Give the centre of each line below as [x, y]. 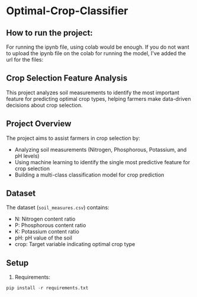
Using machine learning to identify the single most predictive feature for [102, 162]
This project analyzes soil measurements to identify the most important [93, 92]
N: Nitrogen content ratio [45, 219]
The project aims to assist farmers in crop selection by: [73, 138]
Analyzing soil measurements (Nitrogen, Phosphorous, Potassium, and [101, 149]
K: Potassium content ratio [47, 232]
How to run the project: [49, 33]
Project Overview [39, 124]
